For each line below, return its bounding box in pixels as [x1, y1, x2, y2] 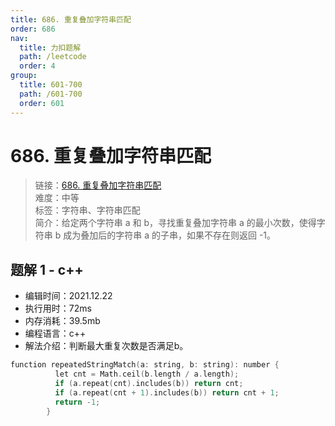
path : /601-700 [19, 89, 83, 99]
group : [10, 71, 38, 81]
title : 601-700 [19, 80, 83, 90]
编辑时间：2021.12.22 [24, 290, 113, 302]
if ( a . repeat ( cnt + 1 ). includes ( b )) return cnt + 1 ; [54, 387, 280, 398]
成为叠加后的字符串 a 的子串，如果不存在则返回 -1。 [63, 229, 277, 241]
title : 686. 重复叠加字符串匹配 [10, 14, 132, 25]
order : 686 [10, 24, 56, 34]
